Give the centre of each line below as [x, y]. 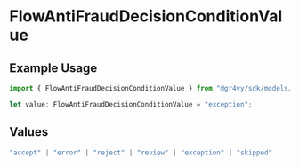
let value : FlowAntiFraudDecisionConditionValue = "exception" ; [131, 104]
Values [29, 132]
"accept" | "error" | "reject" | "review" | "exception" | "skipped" [141, 153]
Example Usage [53, 68]
